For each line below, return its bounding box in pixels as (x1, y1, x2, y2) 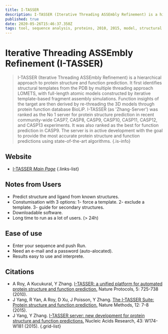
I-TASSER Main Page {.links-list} (12, 166, 79, 172)
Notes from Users (5, 180, 61, 189)
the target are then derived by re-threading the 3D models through (17, 101, 155, 107)
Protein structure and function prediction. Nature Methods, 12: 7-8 (12, 302, 149, 308)
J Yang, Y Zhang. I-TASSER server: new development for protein (12, 313, 145, 319)
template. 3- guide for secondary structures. (12, 204, 104, 210)
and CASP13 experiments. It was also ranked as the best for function (17, 122, 159, 128)
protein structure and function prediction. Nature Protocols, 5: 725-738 (12, 286, 158, 292)
